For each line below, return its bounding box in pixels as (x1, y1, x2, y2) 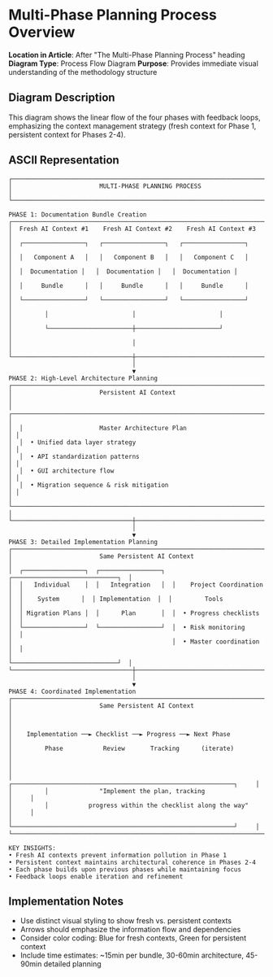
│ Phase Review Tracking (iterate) (8, 744, 234, 752)
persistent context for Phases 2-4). (8, 129, 126, 139)
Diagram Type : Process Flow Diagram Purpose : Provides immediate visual (8, 59, 258, 68)
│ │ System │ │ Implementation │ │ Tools (8, 595, 223, 603)
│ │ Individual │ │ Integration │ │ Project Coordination (8, 580, 264, 589)
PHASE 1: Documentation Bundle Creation (8, 210, 148, 219)
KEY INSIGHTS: (8, 844, 57, 852)
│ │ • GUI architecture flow (8, 466, 115, 475)
